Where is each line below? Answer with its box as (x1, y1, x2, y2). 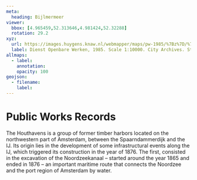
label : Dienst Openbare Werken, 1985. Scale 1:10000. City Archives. (11, 47, 185, 53)
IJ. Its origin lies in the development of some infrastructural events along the (6, 142, 190, 149)
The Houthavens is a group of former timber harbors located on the (6, 130, 169, 137)
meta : (6, 8, 19, 15)
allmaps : (6, 52, 28, 58)
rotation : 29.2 (11, 30, 49, 36)
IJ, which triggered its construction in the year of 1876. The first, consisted (6, 148, 186, 155)
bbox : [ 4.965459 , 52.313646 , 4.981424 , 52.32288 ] (11, 25, 127, 31)
